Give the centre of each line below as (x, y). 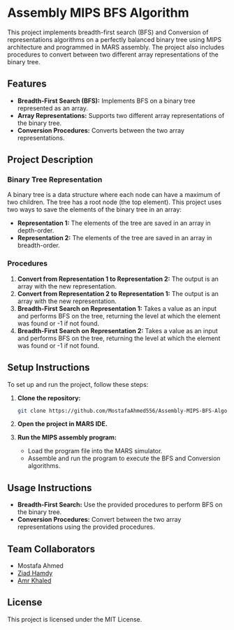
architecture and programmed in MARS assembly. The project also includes (116, 47)
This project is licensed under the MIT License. (75, 619)
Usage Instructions (50, 488)
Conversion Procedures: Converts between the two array (101, 130)
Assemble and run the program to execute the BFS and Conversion (124, 458)
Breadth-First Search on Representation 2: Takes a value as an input (117, 330)
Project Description (50, 160)
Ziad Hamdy (35, 573)
